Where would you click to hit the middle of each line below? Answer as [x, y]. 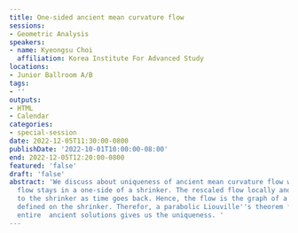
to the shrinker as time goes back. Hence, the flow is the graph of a [153, 199]
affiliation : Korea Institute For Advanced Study [110, 58]
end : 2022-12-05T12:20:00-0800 [67, 157]
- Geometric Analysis [49, 34]
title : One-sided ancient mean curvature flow [97, 17]
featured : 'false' [43, 166]
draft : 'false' [37, 174]
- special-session [43, 133]
